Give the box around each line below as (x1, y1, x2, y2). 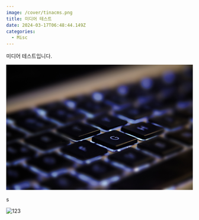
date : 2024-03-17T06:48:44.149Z (6, 22, 86, 28)
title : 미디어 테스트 (6, 15, 52, 22)
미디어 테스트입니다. (6, 52, 52, 59)
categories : (6, 29, 36, 34)
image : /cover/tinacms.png (6, 10, 73, 15)
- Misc (11, 34, 28, 41)
